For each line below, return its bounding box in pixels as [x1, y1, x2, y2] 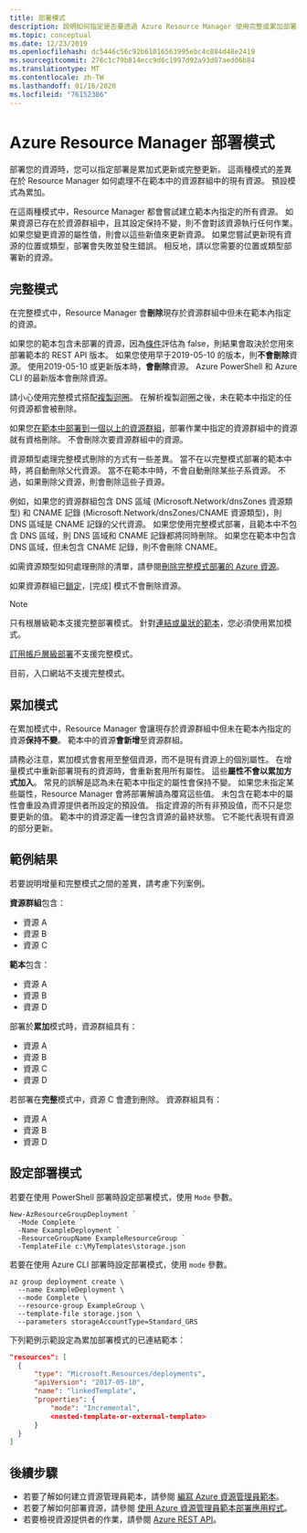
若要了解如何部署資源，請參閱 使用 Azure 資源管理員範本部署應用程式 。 [22, 1503, 292, 1514]
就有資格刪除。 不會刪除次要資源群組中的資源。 [9, 434, 188, 445]
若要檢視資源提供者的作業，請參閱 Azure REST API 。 [22, 1514, 222, 1525]
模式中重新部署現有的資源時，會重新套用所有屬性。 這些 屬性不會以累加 [16, 765, 284, 777]
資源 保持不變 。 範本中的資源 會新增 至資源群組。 [9, 735, 188, 746]
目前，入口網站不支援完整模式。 [9, 668, 130, 679]
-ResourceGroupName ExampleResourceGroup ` [17, 1233, 185, 1243]
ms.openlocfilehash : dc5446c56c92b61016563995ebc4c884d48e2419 [9, 48, 256, 57]
